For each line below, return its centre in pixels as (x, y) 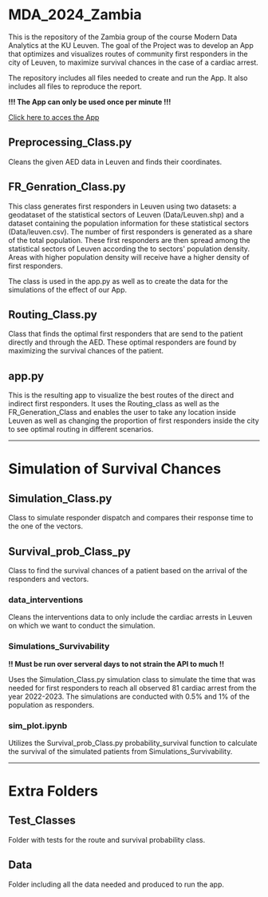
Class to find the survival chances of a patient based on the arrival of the (128, 570)
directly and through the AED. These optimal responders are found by (122, 342)
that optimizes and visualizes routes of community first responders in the (128, 54)
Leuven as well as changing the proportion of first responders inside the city (134, 421)
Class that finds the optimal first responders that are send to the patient (126, 334)
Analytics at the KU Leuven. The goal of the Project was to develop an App (131, 45)
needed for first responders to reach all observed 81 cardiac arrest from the (132, 688)
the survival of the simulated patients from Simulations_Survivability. (120, 751)
